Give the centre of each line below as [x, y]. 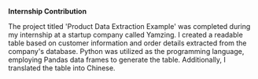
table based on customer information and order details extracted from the [127, 43]
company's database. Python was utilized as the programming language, [126, 51]
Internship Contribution [48, 11]
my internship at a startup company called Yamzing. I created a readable [126, 35]
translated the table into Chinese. [62, 68]
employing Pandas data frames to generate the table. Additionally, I [117, 59]
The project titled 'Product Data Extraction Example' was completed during [129, 26]
